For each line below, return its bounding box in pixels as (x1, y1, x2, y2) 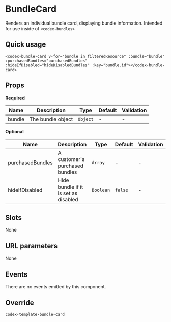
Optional (5, 128, 24, 134)
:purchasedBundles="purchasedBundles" (5, 58, 88, 63)
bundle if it (58, 183, 83, 190)
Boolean (91, 187, 110, 193)
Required (5, 95, 25, 101)
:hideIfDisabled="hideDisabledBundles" (5, 62, 90, 68)
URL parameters (5, 241, 58, 250)
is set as (58, 190, 78, 197)
